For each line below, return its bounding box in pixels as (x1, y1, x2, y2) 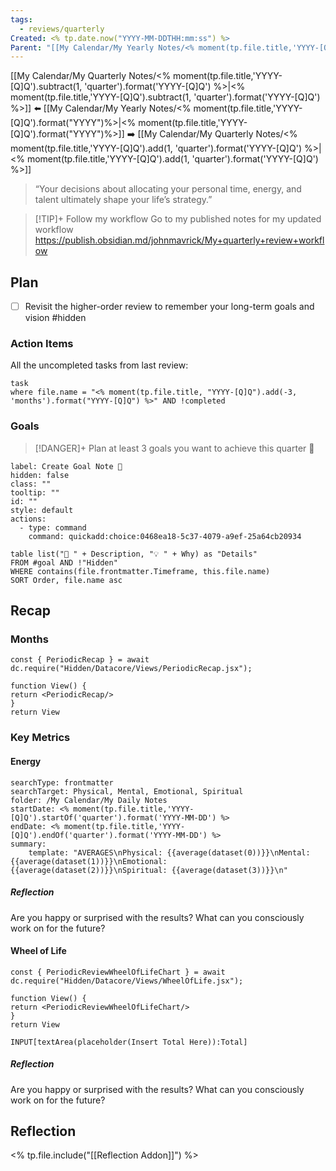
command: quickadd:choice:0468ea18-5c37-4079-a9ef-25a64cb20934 (28, 531, 302, 541)
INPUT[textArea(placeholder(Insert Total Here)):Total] (10, 1037, 248, 1047)
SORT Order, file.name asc (10, 575, 123, 585)
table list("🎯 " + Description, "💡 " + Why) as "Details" (10, 549, 258, 559)
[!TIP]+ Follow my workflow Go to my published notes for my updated (34, 213, 322, 225)
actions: (10, 514, 47, 524)
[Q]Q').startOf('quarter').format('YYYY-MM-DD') (10, 812, 217, 823)
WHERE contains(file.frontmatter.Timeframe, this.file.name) (10, 566, 271, 576)
